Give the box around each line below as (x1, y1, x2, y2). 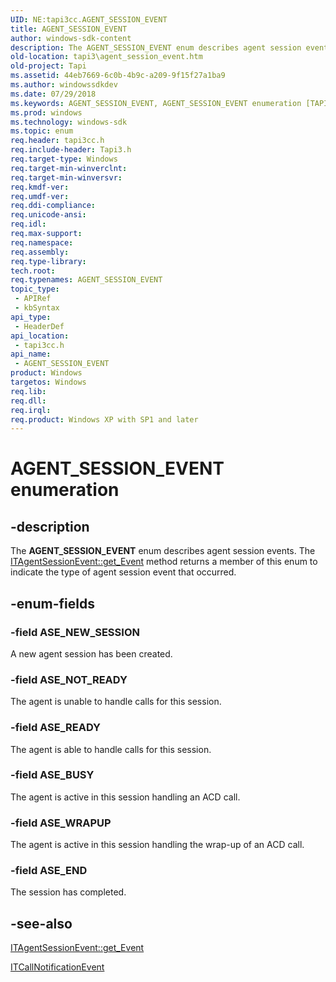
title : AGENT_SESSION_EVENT (10, 24, 128, 34)
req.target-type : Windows (10, 154, 118, 164)
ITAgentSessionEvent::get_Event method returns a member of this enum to (10, 556, 318, 568)
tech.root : (10, 266, 56, 276)
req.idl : (10, 219, 47, 230)
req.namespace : (10, 237, 74, 248)
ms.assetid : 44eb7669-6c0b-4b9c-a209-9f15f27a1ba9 (10, 71, 226, 81)
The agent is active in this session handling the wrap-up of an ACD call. (10, 839, 305, 851)
